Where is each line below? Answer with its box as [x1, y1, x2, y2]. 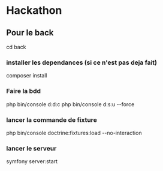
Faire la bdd [6, 87, 41, 95]
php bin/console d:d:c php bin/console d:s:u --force [6, 100, 135, 108]
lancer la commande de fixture [6, 115, 97, 124]
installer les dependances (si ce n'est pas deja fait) [6, 58, 158, 67]
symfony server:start [6, 158, 58, 165]
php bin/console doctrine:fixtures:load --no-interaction [6, 129, 142, 136]
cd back [6, 43, 26, 50]
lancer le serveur [6, 144, 57, 152]
